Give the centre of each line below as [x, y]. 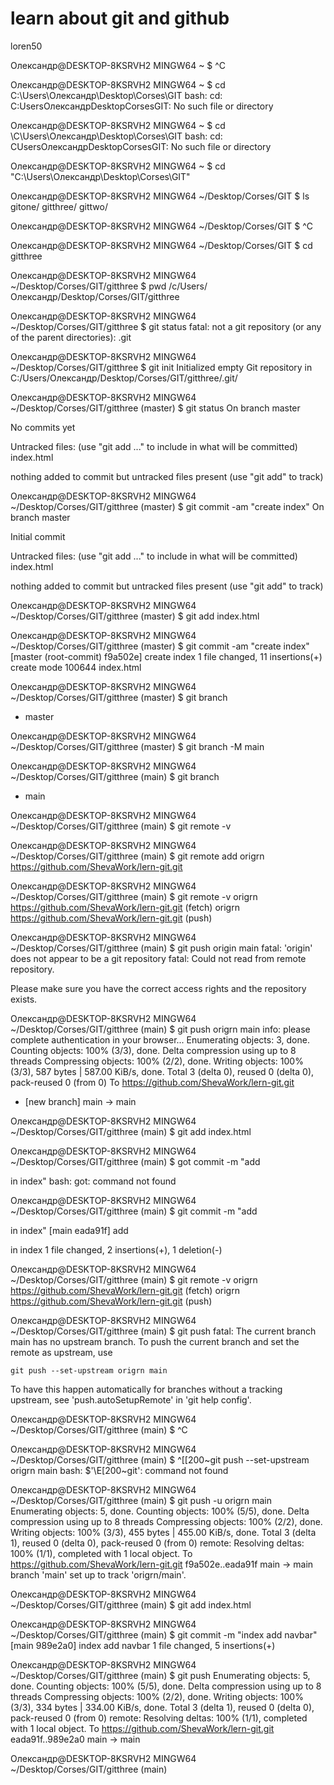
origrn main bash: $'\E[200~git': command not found [119, 1470]
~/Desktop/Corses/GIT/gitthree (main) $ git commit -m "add [134, 1211]
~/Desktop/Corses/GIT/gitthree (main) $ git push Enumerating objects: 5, [160, 1675]
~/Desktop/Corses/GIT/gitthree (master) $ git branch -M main [137, 746]
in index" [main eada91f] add [69, 1230]
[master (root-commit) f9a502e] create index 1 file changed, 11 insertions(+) [166, 656]
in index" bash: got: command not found [93, 1181]
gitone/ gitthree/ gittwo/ [59, 206]
